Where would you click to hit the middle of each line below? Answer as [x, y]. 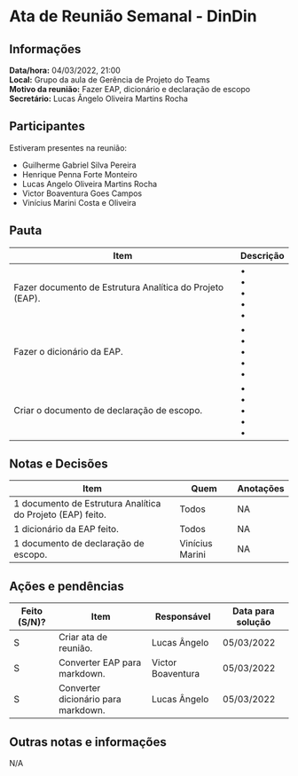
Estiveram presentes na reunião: [68, 147]
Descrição [262, 255]
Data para [253, 611]
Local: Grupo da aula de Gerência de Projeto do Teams [110, 80]
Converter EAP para [100, 662]
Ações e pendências [67, 586]
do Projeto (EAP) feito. [60, 514]
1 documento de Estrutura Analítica [87, 504]
